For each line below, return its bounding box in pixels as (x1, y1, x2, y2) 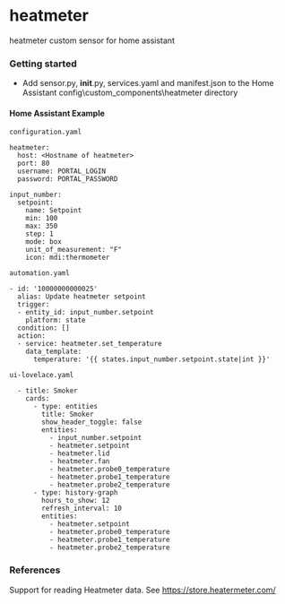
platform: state (25, 315, 87, 325)
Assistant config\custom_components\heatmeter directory (22, 87, 238, 99)
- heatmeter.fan (48, 457, 110, 466)
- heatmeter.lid (48, 449, 110, 458)
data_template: (25, 347, 82, 357)
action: (17, 332, 47, 341)
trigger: (17, 300, 50, 309)
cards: (25, 394, 50, 403)
